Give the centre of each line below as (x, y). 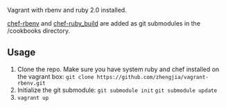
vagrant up (33, 98)
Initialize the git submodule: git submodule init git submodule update (117, 90)
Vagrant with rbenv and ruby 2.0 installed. (67, 10)
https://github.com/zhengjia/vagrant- (153, 77)
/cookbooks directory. (39, 31)
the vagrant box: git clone (55, 76)
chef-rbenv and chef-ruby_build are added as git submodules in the (104, 23)
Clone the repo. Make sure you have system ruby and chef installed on (118, 69)
